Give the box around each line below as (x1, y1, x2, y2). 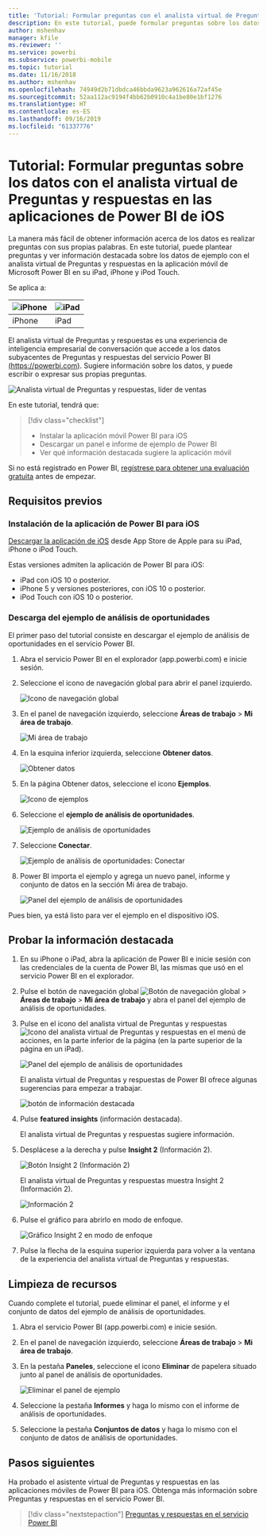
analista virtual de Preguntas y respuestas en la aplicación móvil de (8, 259, 229, 269)
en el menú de (199, 1027, 246, 1037)
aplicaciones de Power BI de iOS (8, 207, 225, 225)
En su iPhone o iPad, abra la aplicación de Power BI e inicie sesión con (19, 954, 251, 964)
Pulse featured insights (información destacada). (19, 1114, 183, 1124)
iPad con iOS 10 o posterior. (19, 575, 111, 585)
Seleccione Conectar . (19, 840, 92, 850)
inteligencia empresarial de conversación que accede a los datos (8, 343, 221, 354)
